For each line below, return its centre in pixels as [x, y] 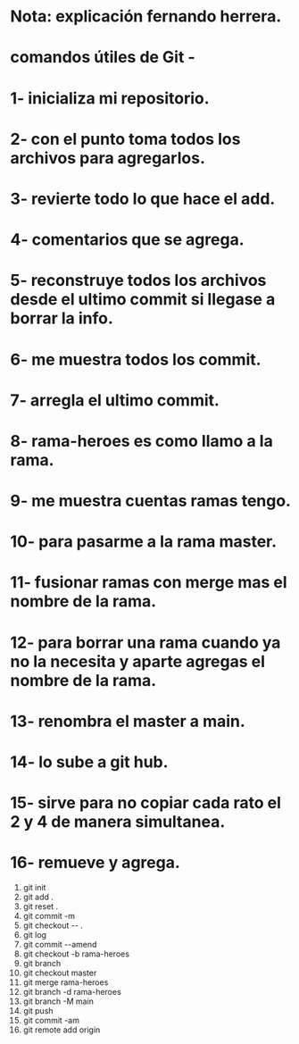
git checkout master [60, 973]
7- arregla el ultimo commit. [115, 400]
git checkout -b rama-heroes [76, 954]
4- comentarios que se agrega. [127, 240]
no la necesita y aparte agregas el [138, 661]
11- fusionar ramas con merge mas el [149, 583]
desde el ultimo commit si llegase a [143, 300]
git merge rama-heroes [66, 982]
